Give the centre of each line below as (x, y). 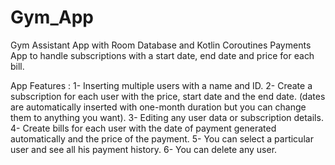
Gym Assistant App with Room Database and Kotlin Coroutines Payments (161, 45)
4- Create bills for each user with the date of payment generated (143, 128)
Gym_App (52, 17)
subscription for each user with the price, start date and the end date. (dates (168, 96)
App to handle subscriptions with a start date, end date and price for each (162, 55)
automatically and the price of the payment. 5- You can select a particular (162, 138)
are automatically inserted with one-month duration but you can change (158, 107)
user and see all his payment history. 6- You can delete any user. (144, 149)
